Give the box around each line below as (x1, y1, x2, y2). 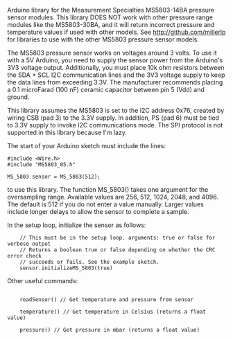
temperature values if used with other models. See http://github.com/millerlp (7, 28, 226, 36)
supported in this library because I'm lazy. (7, 128, 127, 136)
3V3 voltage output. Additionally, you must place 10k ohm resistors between (7, 64, 225, 71)
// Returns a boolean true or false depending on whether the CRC (19, 247, 216, 253)
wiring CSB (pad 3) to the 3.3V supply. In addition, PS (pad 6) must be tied (7, 114, 220, 122)
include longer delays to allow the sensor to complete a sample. (7, 208, 189, 215)
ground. (7, 93, 30, 101)
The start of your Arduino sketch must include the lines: (7, 142, 166, 150)
